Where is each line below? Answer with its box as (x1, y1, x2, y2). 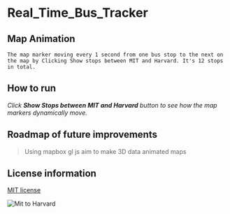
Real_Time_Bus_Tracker (7, 5, 148, 21)
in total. (7, 64, 36, 71)
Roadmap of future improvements (7, 129, 157, 141)
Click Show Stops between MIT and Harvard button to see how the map (7, 101, 218, 109)
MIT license (7, 186, 41, 194)
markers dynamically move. (7, 108, 87, 117)
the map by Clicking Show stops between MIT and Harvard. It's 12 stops (7, 57, 224, 64)
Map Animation (7, 33, 76, 45)
